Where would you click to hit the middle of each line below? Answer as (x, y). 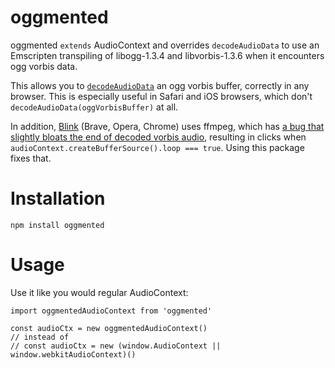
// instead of (40, 337)
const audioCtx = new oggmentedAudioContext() (109, 328)
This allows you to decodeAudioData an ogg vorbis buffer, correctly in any (160, 85)
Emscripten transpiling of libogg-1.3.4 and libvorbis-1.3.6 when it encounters (167, 55)
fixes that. (31, 158)
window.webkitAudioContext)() (73, 354)
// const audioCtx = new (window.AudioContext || (116, 346)
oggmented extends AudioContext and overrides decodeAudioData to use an (165, 45)
